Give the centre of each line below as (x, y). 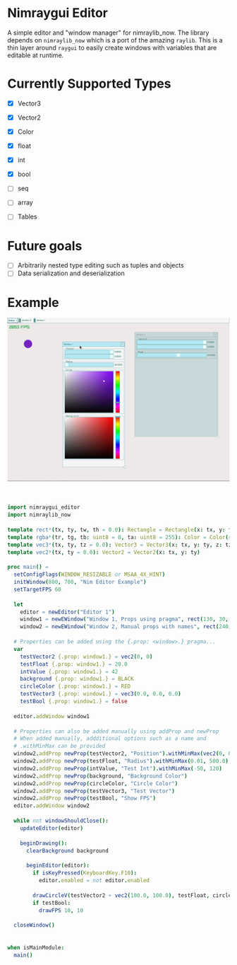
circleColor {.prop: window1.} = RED (75, 687)
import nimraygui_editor (44, 507)
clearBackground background (67, 850)
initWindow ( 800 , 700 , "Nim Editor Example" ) (80, 582)
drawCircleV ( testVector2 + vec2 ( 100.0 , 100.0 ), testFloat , (121, 895)
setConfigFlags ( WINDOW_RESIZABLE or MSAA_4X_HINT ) (90, 574)
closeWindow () (34, 925)
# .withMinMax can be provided (60, 746)
